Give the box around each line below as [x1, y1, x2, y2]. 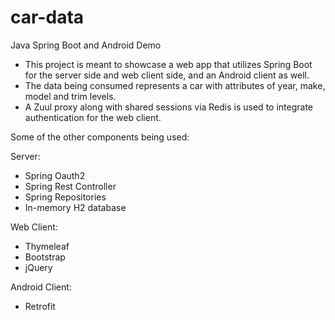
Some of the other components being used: [10, 131, 190, 143]
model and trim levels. [24, 90, 117, 102]
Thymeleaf [24, 240, 70, 252]
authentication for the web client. [24, 111, 162, 123]
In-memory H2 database [24, 201, 127, 213]
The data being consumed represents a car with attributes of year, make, [24, 79, 326, 91]
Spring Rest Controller [24, 180, 117, 192]
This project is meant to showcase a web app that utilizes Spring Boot [24, 58, 313, 70]
